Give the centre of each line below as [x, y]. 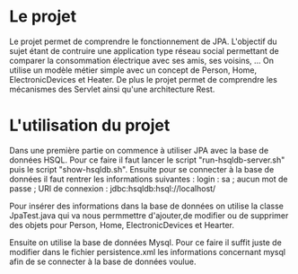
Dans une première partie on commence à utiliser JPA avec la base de [139, 150]
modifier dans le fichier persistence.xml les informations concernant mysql [147, 252]
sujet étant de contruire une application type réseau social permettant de [145, 50]
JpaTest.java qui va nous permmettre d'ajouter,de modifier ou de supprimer [149, 215]
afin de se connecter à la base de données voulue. [103, 261]
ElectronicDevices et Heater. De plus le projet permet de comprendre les [144, 79]
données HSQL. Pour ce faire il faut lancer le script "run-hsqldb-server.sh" [147, 160]
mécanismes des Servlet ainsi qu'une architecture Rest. [112, 89]
